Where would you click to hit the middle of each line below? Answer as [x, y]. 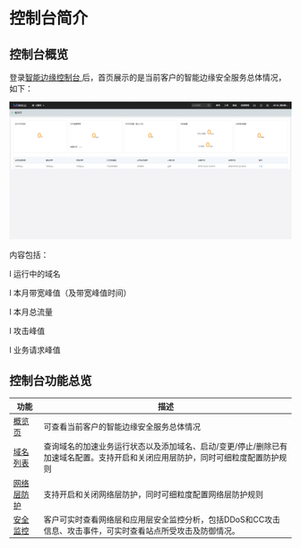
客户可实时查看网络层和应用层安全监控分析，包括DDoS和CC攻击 [162, 519]
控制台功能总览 [51, 380]
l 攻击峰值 [27, 330]
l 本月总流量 [31, 312]
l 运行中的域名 [35, 273]
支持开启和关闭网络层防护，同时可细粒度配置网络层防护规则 [154, 494]
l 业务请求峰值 [35, 349]
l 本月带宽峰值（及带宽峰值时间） [70, 293]
